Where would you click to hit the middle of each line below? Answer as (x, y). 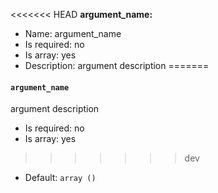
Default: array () (60, 178)
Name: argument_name (73, 33)
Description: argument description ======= (117, 65)
